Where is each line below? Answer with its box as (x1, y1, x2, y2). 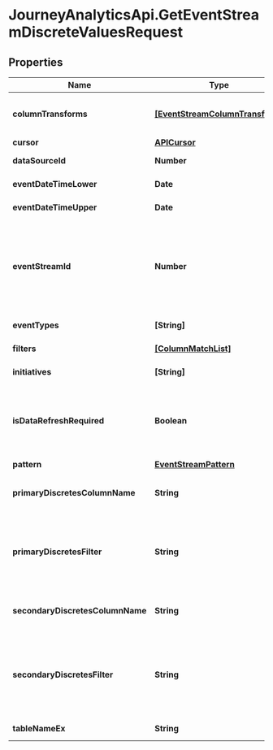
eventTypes (12, 319, 59, 331)
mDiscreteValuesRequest (8, 23, 184, 41)
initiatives (12, 366, 52, 377)
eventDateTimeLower (12, 179, 97, 189)
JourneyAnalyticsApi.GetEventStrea (8, 6, 260, 24)
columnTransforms (12, 108, 88, 119)
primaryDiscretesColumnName (12, 488, 136, 498)
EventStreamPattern (154, 459, 236, 470)
